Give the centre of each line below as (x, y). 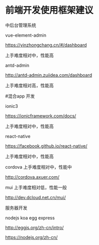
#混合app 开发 (20, 96)
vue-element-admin (26, 35)
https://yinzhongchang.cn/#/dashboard (46, 45)
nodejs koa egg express (30, 218)
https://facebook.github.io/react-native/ (46, 146)
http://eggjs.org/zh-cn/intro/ (34, 227)
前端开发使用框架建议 (49, 10)
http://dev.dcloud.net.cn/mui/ (36, 197)
